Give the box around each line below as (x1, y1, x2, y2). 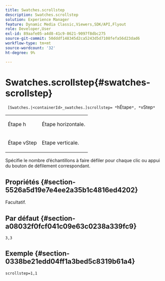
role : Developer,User (5, 27, 51, 32)
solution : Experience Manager (5, 17, 70, 22)
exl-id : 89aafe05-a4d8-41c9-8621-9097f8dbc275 (5, 31, 106, 36)
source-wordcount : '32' (5, 45, 56, 50)
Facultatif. (5, 199, 26, 206)
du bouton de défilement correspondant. (5, 163, 91, 169)
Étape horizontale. (41, 121, 86, 128)
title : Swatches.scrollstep (5, 7, 65, 13)
